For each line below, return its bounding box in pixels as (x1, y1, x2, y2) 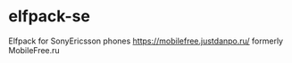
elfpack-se (8, 6, 91, 27)
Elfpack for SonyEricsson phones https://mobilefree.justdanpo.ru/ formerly (8, 35, 283, 46)
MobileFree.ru (8, 44, 60, 55)
